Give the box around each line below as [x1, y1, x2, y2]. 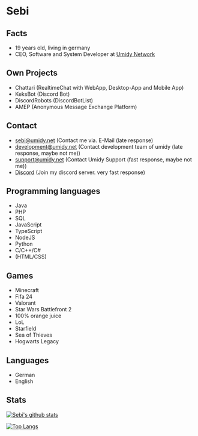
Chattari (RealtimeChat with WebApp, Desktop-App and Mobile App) [14, 84, 184, 91]
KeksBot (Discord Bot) [14, 90, 70, 98]
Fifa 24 [14, 293, 33, 301]
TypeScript [14, 228, 43, 235]
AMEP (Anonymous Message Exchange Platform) [14, 103, 137, 110]
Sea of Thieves [14, 331, 53, 338]
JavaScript [14, 221, 42, 228]
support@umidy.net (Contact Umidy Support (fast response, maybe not [14, 155, 192, 163]
